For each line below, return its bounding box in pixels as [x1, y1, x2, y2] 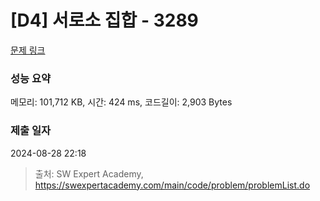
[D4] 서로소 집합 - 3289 [10, 9, 199, 32]
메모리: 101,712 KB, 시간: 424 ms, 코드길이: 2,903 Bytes [10, 96, 233, 108]
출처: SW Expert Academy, [34, 167, 144, 180]
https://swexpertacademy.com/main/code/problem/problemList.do [34, 179, 311, 191]
